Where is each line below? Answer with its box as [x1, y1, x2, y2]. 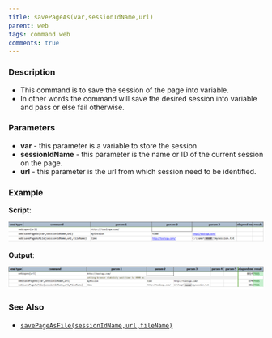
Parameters [8, 122, 55, 134]
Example [8, 186, 44, 198]
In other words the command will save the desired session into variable [19, 93, 257, 103]
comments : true [8, 39, 60, 47]
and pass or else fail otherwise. [19, 102, 125, 112]
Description [8, 66, 56, 78]
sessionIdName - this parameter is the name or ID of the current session [19, 149, 264, 159]
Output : [8, 250, 35, 260]
